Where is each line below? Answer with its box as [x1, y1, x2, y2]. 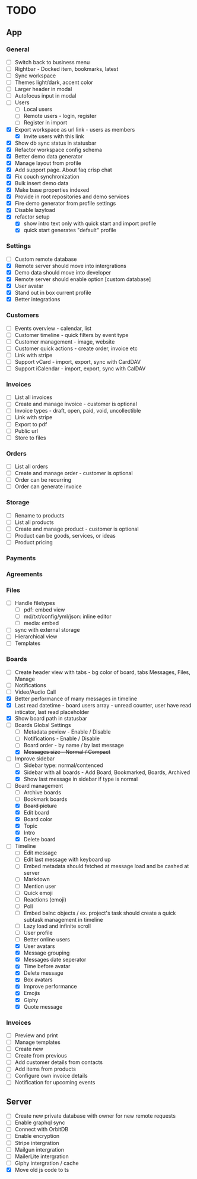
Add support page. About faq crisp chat [14, 166, 113, 173]
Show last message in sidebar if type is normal [23, 775, 138, 782]
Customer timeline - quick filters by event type [14, 331, 129, 338]
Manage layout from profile [14, 159, 81, 167]
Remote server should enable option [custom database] [14, 275, 151, 283]
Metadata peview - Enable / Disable [23, 728, 111, 735]
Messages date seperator [23, 956, 87, 963]
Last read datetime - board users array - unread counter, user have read [14, 701, 192, 709]
